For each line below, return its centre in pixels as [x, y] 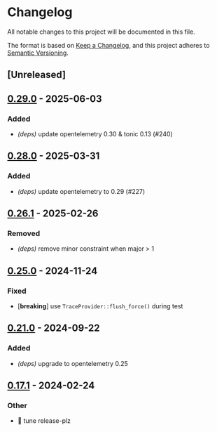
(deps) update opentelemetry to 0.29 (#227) [81, 191]
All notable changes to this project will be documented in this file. [101, 32]
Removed [24, 234]
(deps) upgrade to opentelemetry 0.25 [72, 363]
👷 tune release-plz [44, 421]
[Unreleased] [37, 75]
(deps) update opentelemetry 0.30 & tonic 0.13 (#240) [95, 134]
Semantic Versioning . [38, 53]
